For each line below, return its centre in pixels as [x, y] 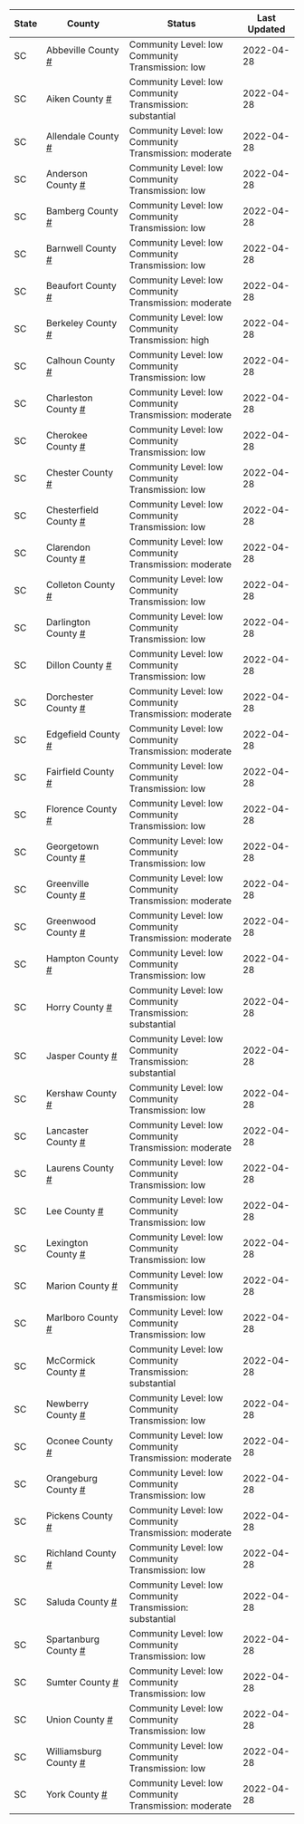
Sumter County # [82, 1682]
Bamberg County [82, 211]
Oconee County [80, 1441]
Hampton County [82, 958]
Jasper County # [81, 1056]
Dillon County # [79, 665]
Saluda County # [81, 1602]
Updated [266, 29]
